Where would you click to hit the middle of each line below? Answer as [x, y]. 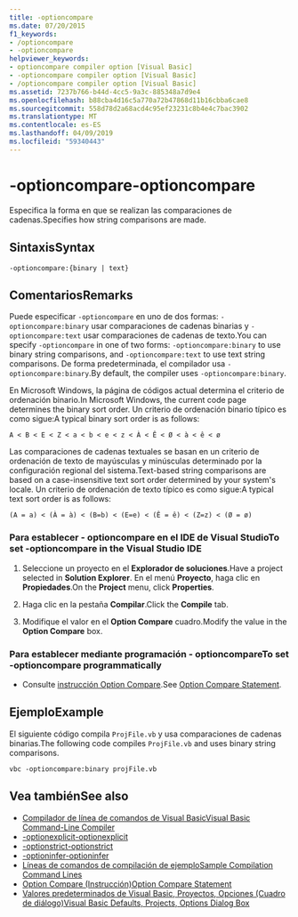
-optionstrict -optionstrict [68, 846]
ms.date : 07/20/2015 [48, 26]
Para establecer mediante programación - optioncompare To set [149, 654]
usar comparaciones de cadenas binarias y [170, 326]
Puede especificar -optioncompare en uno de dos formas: [114, 317]
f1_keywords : [33, 34]
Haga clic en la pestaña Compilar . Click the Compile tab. [125, 604]
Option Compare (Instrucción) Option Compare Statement [127, 884]
